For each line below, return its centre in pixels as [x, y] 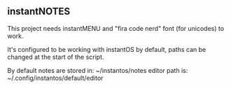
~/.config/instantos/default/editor [55, 78]
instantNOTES [39, 12]
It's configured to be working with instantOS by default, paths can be [107, 49]
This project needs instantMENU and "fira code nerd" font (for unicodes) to [116, 28]
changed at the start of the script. [56, 57]
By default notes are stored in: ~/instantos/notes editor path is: [98, 70]
